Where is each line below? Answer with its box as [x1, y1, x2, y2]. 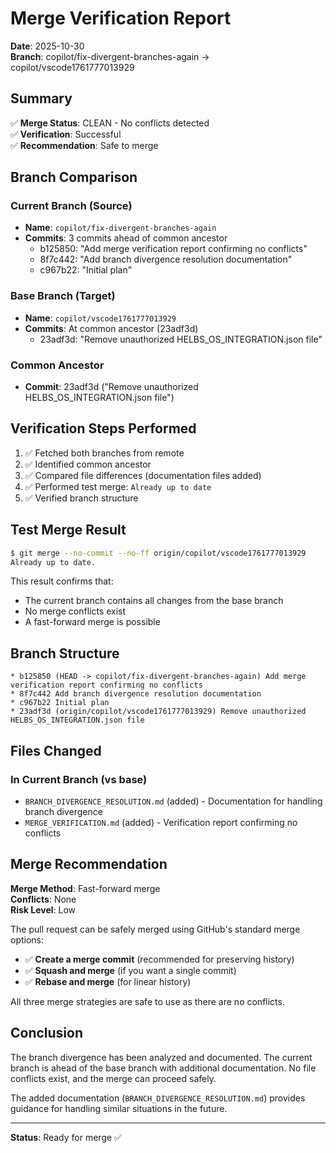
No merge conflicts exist [24, 605, 127, 617]
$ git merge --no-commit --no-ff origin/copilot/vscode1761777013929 [10, 548, 307, 558]
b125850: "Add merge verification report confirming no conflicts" [39, 243, 308, 255]
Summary [10, 90, 73, 107]
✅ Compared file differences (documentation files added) [24, 469, 262, 481]
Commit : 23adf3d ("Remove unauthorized [24, 381, 199, 393]
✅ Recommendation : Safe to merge [10, 139, 159, 151]
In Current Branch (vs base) [10, 772, 148, 786]
